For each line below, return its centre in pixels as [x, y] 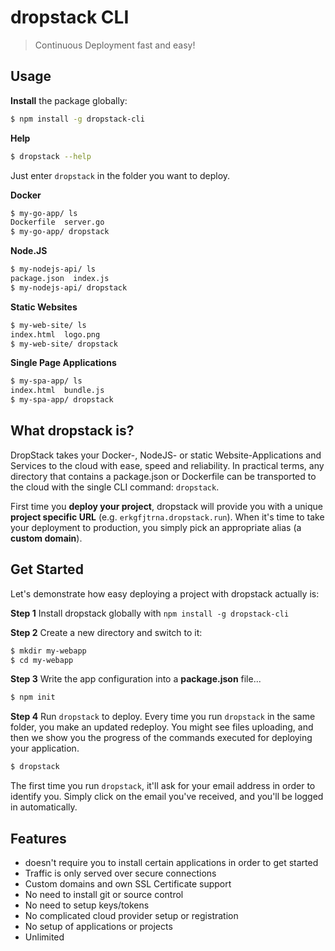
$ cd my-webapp [42, 660]
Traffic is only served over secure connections [120, 873]
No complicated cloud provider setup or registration [131, 915]
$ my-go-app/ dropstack [60, 232]
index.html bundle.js [57, 391]
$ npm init [33, 697]
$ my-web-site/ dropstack [64, 344]
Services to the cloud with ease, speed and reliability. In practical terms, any [167, 465]
